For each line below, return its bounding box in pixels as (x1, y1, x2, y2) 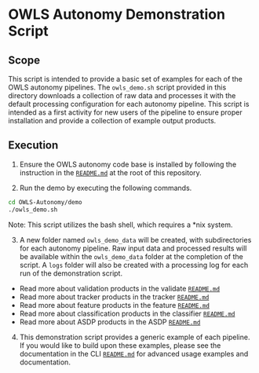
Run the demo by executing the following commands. (19, 183, 192, 192)
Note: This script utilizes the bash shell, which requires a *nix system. (8, 220, 233, 229)
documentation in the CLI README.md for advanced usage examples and (19, 349, 249, 358)
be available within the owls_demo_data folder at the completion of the (19, 251, 243, 261)
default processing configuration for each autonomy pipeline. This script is (8, 100, 250, 108)
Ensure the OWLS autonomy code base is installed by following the (19, 159, 237, 169)
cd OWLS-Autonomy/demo (8, 198, 82, 206)
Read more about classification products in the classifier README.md (19, 309, 235, 318)
